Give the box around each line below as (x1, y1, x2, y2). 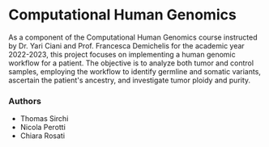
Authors (8, 95, 42, 107)
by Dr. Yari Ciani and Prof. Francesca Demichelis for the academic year (8, 40, 245, 50)
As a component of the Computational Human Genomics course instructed (8, 32, 258, 42)
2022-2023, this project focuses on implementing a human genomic (8, 49, 237, 59)
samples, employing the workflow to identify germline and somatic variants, (8, 66, 262, 76)
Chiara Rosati (19, 131, 66, 141)
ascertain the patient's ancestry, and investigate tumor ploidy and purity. (8, 75, 251, 85)
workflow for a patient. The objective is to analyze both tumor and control (8, 58, 254, 68)
